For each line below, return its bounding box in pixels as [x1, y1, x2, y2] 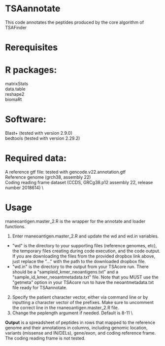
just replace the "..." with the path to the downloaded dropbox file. [12, 258, 146, 264]
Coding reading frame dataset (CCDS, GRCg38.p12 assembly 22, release [5, 179, 153, 185]
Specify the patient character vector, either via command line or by [12, 294, 148, 300]
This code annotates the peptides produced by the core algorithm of [5, 19, 144, 25]
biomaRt [5, 97, 22, 103]
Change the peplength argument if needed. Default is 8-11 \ [12, 309, 133, 316]
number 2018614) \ [5, 185, 43, 191]
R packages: [5, 65, 57, 76]
